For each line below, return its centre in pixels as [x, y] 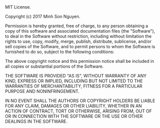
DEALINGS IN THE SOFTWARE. [36, 121]
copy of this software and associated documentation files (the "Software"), [80, 31]
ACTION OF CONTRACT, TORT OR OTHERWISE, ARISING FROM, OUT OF [79, 111]
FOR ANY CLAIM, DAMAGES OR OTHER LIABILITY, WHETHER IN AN [73, 106]
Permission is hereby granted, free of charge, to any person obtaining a [77, 26]
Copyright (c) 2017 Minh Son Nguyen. [43, 16]
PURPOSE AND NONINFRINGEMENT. [42, 91]
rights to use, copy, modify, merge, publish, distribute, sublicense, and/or [78, 41]
